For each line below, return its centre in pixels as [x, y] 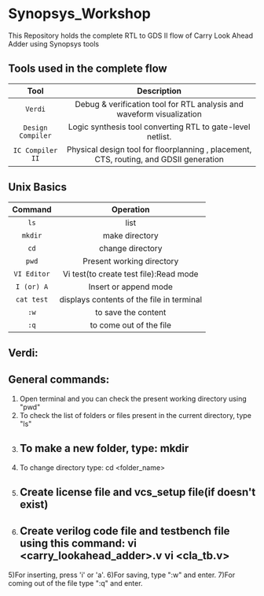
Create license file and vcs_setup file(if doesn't [137, 492]
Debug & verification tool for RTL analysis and [159, 104]
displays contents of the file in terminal [131, 299]
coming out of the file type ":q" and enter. [75, 583]
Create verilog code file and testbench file [125, 531]
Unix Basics [37, 187]
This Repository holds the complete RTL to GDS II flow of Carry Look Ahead [131, 35]
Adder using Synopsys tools [54, 43]
